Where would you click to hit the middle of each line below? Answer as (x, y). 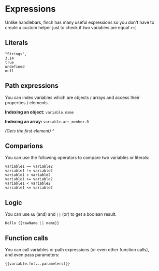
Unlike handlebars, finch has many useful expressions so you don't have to (80, 22)
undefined (15, 66)
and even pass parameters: (32, 255)
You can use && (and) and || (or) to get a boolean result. (61, 214)
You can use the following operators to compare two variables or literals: (77, 158)
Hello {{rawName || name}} (32, 223)
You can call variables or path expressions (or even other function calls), (77, 250)
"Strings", (16, 54)
